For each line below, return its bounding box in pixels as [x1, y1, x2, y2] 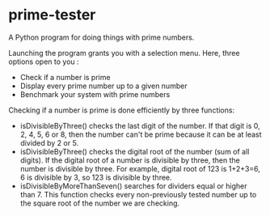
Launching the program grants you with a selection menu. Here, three [8, 48, 240, 57]
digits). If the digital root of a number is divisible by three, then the [19, 155, 241, 165]
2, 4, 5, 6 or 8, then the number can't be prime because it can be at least [19, 129, 262, 139]
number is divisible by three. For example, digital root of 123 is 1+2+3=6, [19, 163, 261, 173]
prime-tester [8, 6, 96, 24]
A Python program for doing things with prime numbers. [8, 32, 195, 42]
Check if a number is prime [19, 72, 111, 82]
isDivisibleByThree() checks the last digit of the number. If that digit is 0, [19, 121, 260, 130]
